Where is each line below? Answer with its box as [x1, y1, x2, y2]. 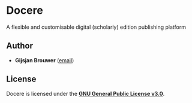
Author [6, 41, 33, 51]
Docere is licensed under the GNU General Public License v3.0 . [6, 90, 165, 97]
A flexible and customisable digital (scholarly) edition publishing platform [6, 23, 187, 31]
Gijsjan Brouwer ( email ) [14, 56, 74, 63]
